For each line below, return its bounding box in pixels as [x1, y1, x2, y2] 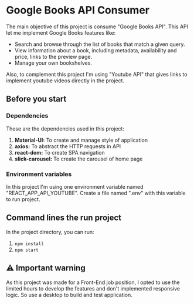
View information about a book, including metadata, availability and [14, 46, 177, 54]
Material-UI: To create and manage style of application [14, 136, 148, 143]
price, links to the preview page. [14, 53, 93, 60]
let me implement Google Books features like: [6, 29, 116, 36]
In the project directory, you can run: [6, 228, 94, 235]
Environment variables [6, 170, 72, 178]
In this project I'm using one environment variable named [6, 183, 144, 190]
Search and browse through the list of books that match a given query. [14, 41, 185, 48]
